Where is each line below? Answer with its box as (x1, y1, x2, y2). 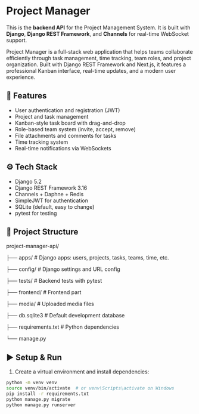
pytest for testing (14, 209, 57, 217)
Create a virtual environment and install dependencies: (14, 368, 150, 375)
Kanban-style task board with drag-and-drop (14, 119, 126, 126)
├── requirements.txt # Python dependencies (6, 323, 119, 330)
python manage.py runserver (6, 401, 76, 408)
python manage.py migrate (6, 396, 70, 402)
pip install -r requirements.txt (6, 391, 89, 397)
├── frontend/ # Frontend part (6, 289, 82, 296)
